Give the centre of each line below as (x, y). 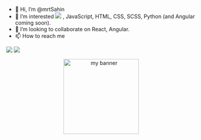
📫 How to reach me (40, 36)
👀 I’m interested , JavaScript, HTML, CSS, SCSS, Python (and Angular (105, 16)
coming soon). (33, 23)
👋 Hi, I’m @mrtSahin (40, 9)
